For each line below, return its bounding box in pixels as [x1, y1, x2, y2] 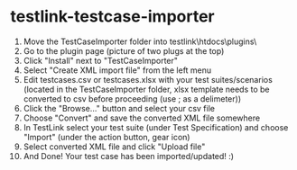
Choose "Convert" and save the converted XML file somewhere [23, 112, 261, 123]
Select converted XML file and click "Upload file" [23, 141, 206, 152]
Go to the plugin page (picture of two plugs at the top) [23, 45, 225, 56]
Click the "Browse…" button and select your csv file [23, 103, 216, 113]
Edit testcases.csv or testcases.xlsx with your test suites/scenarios [23, 74, 274, 85]
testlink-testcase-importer [10, 6, 215, 27]
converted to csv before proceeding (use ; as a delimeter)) [23, 93, 242, 104]
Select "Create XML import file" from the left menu [23, 65, 212, 76]
